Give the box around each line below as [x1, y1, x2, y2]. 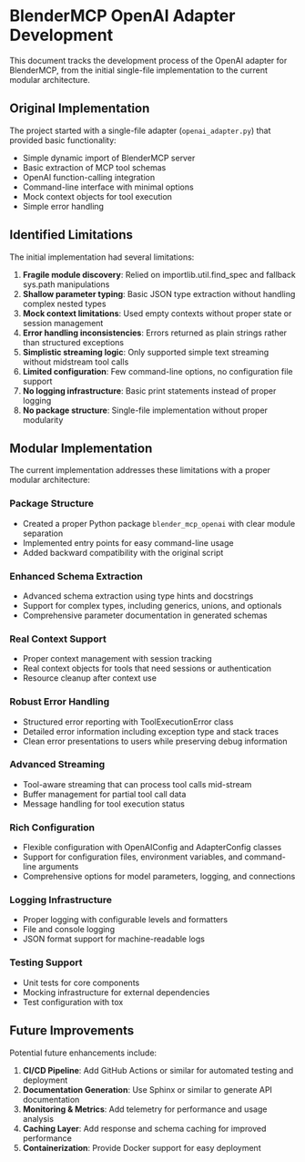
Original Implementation [9, 101, 150, 117]
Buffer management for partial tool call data [22, 788, 187, 799]
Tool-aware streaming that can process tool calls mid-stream [22, 778, 252, 789]
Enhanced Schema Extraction [9, 570, 143, 582]
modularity [22, 414, 64, 425]
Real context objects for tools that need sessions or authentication [22, 663, 271, 674]
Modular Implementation [9, 440, 153, 456]
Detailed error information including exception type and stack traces [22, 725, 280, 736]
